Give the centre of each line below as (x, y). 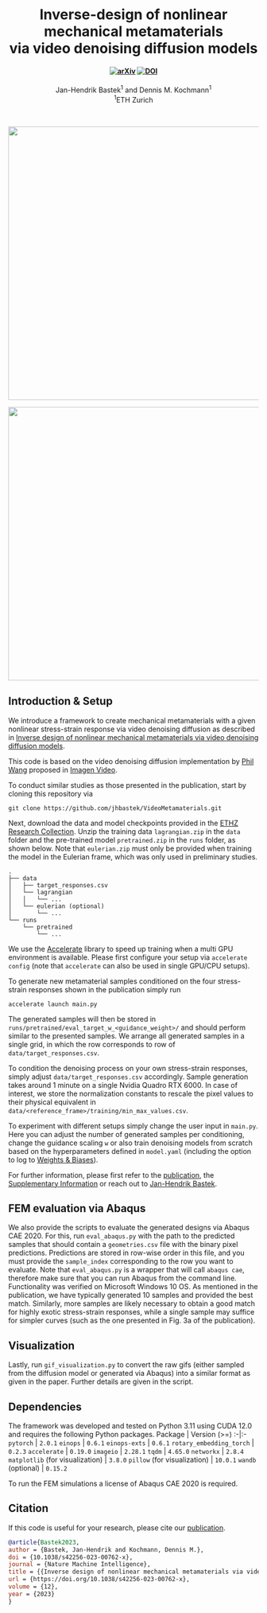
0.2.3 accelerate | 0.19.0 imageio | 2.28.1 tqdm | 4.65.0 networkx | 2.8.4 (126, 1451)
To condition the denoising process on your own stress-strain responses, (128, 1068)
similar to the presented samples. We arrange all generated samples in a (126, 1035)
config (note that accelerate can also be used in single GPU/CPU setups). (129, 965)
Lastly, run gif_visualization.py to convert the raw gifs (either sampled (126, 1365)
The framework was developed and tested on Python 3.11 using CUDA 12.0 (130, 1425)
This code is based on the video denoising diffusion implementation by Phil (131, 761)
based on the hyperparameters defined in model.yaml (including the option (130, 1151)
